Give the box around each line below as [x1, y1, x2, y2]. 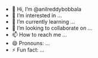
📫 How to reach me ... [11, 31, 67, 38]
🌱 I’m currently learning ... [11, 18, 75, 25]
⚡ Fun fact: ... [11, 46, 45, 53]
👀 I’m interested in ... [11, 12, 62, 19]
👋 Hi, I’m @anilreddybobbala [11, 6, 82, 12]
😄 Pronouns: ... [11, 40, 50, 47]
